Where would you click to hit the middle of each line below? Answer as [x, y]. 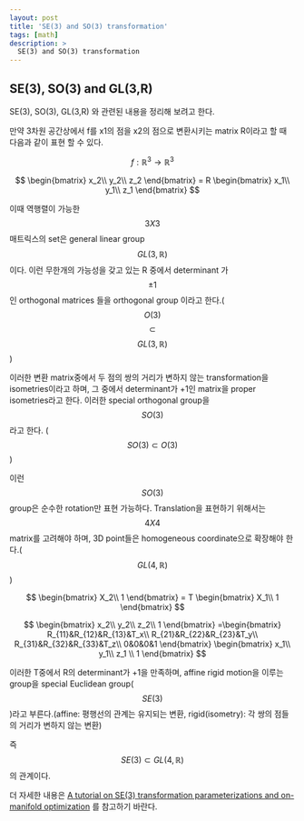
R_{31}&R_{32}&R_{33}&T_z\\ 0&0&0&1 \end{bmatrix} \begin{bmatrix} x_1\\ [152, 644]
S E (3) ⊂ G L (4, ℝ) [152, 759]
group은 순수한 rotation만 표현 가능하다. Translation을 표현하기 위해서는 [137, 508]
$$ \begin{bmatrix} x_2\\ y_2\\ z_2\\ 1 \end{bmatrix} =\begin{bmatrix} [152, 625]
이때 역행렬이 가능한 [44, 208]
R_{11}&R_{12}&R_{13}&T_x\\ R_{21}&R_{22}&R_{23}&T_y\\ [152, 634]
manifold [26, 806]
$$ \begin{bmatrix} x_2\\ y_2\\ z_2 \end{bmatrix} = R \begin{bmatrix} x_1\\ [152, 180]
